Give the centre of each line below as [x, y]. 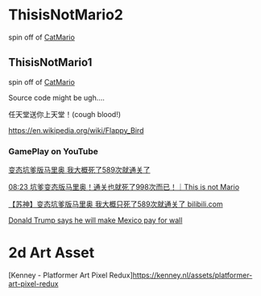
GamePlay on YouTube [54, 151]
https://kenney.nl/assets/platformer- [193, 275]
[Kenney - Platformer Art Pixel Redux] [70, 275]
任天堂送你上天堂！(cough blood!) [65, 114]
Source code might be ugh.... [56, 98]
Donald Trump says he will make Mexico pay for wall [95, 220]
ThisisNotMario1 [50, 63]
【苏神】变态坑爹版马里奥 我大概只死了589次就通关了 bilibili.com [116, 204]
